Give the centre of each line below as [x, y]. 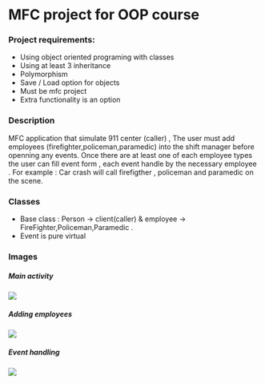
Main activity [31, 276]
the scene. [26, 180]
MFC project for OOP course [104, 15]
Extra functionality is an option [70, 100]
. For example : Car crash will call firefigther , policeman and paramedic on [131, 172]
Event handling [34, 352]
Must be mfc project [53, 91]
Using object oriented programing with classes [97, 57]
